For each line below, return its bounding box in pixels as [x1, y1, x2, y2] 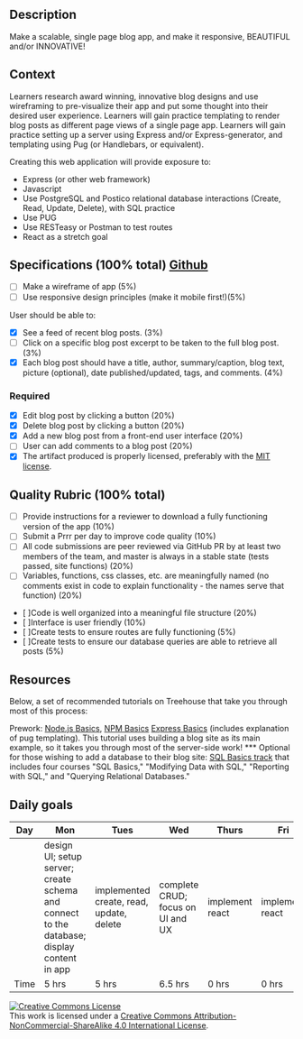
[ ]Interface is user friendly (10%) [22, 617, 146, 628]
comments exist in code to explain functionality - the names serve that [22, 581, 284, 592]
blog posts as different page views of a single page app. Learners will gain [9, 119, 286, 130]
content [43, 952, 77, 964]
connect [43, 906, 79, 919]
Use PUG [22, 212, 57, 223]
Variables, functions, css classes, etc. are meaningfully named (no [22, 570, 270, 581]
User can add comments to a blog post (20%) [22, 441, 193, 452]
